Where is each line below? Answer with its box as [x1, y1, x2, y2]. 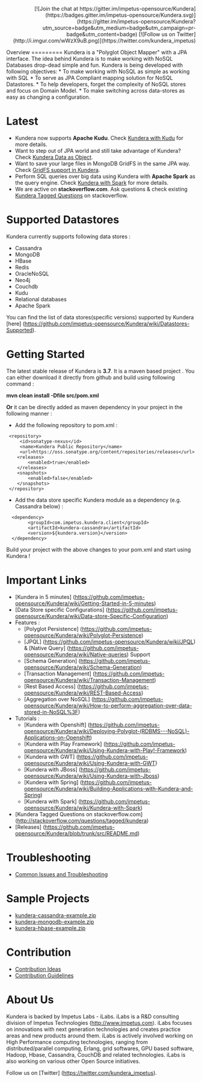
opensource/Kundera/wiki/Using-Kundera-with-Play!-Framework [23, 746, 185, 754]
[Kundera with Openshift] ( [23, 721, 90, 728]
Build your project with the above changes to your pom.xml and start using [6, 546, 191, 553]
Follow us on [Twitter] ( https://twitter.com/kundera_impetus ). [6, 1069, 158, 1076]
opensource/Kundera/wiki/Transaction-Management [23, 676, 155, 683]
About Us [6, 992, 54, 1006]
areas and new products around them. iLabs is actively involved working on [6, 1031, 194, 1039]
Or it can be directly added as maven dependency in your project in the [6, 403, 183, 411]
